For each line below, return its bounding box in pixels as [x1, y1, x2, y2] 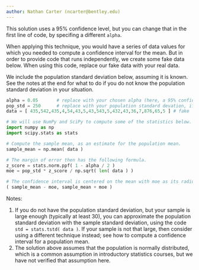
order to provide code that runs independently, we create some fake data [6, 55, 185, 62]
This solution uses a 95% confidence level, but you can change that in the [6, 25, 187, 32]
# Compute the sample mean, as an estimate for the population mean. [6, 141, 182, 147]
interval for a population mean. [14, 238, 90, 245]
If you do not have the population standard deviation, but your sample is [14, 207, 191, 214]
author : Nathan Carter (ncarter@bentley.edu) [6, 8, 120, 15]
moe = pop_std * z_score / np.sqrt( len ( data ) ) [6, 168, 134, 174]
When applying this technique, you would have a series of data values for [6, 43, 185, 50]
